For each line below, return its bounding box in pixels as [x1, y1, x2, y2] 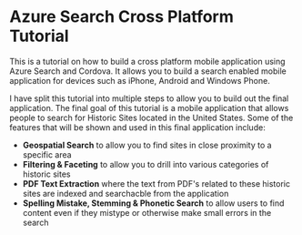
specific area [22, 148, 72, 160]
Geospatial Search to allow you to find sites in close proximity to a [22, 139, 272, 150]
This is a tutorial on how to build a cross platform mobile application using [9, 56, 286, 66]
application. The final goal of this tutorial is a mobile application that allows [9, 102, 289, 113]
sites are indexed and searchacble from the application [22, 188, 229, 199]
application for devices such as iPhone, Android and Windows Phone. [9, 75, 270, 86]
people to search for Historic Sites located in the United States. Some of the [9, 112, 294, 123]
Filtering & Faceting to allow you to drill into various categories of [22, 158, 269, 169]
